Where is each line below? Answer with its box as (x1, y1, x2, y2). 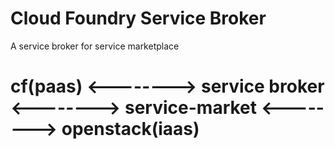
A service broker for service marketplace (10, 40, 180, 52)
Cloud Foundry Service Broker (10, 7, 267, 30)
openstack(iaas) (61, 118, 200, 141)
